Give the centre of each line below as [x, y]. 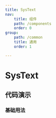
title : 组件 [25, 19]
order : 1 [23, 47]
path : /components [33, 24]
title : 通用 [25, 42]
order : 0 [23, 28]
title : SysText [21, 10]
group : [12, 33]
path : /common [28, 38]
